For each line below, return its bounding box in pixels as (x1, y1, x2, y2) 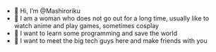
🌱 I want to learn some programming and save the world (13, 29, 178, 37)
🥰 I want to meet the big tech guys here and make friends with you (13, 37, 208, 45)
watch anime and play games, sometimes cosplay (13, 22, 160, 30)
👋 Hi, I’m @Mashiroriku (13, 7, 81, 15)
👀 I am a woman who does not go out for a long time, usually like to (13, 14, 210, 22)
